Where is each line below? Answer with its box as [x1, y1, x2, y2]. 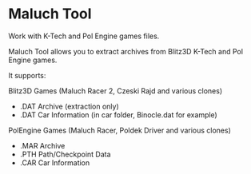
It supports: [8, 70, 46, 80]
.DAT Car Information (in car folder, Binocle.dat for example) [19, 109, 217, 120]
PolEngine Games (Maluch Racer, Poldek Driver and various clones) [8, 125, 232, 135]
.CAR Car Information [19, 157, 90, 168]
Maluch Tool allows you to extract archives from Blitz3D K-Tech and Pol [8, 46, 244, 56]
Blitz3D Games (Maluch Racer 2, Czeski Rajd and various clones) [8, 85, 223, 96]
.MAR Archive [19, 140, 66, 150]
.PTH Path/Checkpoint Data [19, 149, 111, 159]
